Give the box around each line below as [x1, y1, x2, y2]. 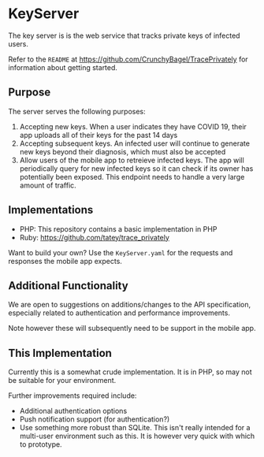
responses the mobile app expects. [8, 256, 122, 266]
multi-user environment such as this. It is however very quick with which [19, 431, 255, 441]
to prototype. [19, 440, 62, 449]
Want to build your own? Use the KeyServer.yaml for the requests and [8, 247, 233, 257]
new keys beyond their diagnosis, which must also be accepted [19, 147, 226, 156]
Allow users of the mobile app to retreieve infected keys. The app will [19, 155, 244, 165]
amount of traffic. [19, 180, 76, 190]
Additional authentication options [19, 407, 128, 416]
